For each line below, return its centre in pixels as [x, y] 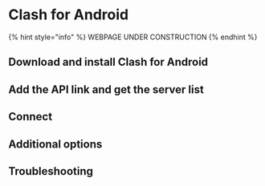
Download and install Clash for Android [108, 62]
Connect [31, 117]
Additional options [55, 144]
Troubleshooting [51, 171]
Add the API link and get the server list [106, 89]
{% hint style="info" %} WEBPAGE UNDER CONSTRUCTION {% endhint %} [133, 37]
